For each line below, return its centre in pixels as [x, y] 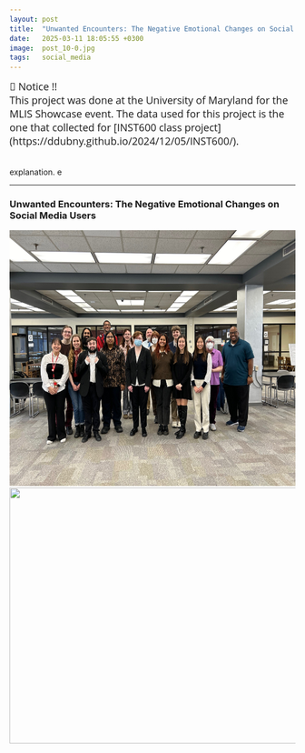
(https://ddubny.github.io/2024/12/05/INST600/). [124, 141]
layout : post [34, 19]
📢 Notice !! [33, 87]
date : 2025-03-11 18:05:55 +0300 [77, 38]
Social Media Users [53, 216]
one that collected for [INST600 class [96, 128]
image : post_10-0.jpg [52, 48]
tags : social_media [50, 58]
